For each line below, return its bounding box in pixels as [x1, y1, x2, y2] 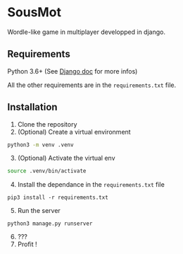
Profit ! [17, 240, 37, 248]
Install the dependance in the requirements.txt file [17, 180, 165, 189]
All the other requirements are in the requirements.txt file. [7, 81, 177, 89]
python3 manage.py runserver [7, 220, 93, 227]
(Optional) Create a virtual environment [17, 127, 132, 136]
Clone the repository [17, 120, 77, 128]
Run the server [17, 207, 61, 215]
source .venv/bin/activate [7, 168, 87, 175]
